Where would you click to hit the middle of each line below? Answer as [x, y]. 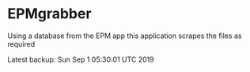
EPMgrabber [49, 14]
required [21, 44]
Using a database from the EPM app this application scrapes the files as [125, 36]
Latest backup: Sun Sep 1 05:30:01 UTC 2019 [81, 59]
